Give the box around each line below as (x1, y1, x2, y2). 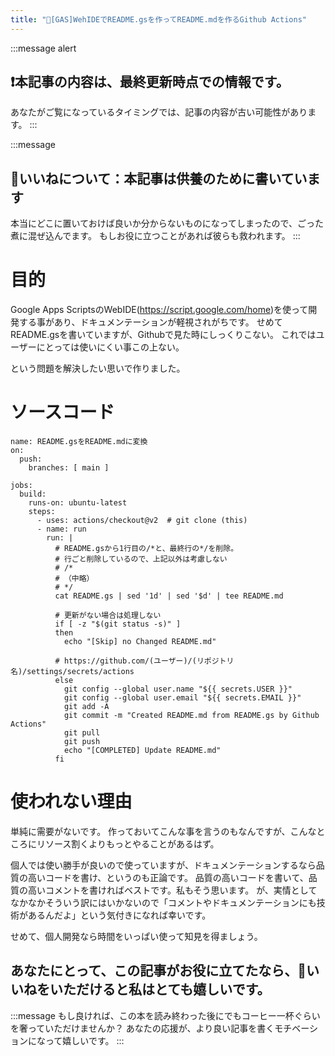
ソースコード (10, 401, 115, 424)
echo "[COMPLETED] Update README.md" (63, 746, 222, 756)
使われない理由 (10, 791, 133, 813)
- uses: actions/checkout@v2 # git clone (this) (36, 516, 248, 526)
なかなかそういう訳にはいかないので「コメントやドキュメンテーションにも (10, 897, 317, 909)
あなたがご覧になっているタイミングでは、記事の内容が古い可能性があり (10, 106, 308, 118)
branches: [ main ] (28, 463, 110, 473)
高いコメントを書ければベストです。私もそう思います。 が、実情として (27, 884, 318, 896)
